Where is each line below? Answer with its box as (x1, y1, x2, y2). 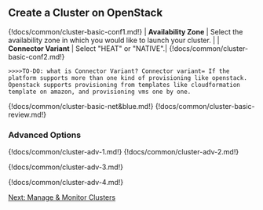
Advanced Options (8, 129, 81, 140)
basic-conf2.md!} (8, 52, 65, 61)
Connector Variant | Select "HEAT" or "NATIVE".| (8, 43, 167, 53)
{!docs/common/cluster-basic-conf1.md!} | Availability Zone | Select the (8, 27, 243, 36)
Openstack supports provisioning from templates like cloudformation (8, 81, 241, 89)
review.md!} (8, 110, 47, 119)
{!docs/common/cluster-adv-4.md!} (8, 178, 124, 187)
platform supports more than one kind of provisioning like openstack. (8, 74, 247, 81)
